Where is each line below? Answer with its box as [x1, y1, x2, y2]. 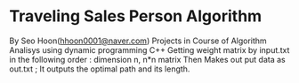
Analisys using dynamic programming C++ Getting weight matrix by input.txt [9, 44, 290, 55]
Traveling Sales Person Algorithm [9, 6, 263, 26]
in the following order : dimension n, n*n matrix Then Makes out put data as [9, 54, 287, 64]
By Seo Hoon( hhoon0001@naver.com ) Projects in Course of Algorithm [9, 35, 267, 46]
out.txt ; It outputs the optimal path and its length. [9, 64, 190, 74]
